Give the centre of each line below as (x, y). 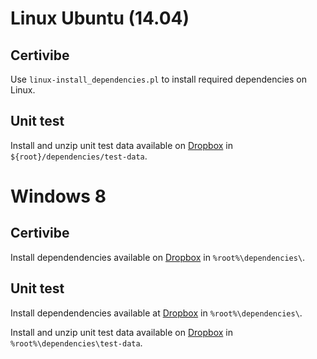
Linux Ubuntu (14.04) (100, 18)
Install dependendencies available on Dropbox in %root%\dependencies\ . (158, 257)
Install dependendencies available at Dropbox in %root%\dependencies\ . (156, 313)
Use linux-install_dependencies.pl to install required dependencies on (158, 79)
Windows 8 (58, 196)
